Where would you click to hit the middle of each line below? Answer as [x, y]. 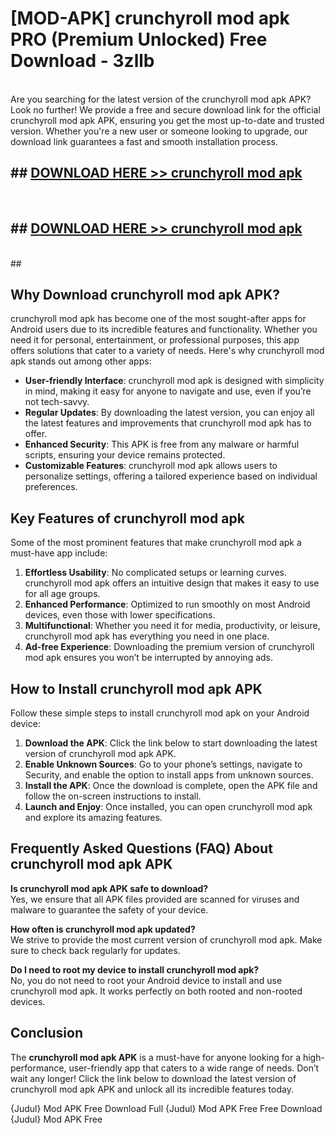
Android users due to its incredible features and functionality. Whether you [164, 329]
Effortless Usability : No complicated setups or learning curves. [156, 573]
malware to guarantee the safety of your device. [109, 909]
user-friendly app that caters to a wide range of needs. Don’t [194, 1068]
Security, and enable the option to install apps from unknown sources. [169, 775]
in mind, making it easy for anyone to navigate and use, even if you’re [168, 391]
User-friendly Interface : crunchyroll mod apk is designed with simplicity [174, 381]
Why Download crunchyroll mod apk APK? [145, 294]
